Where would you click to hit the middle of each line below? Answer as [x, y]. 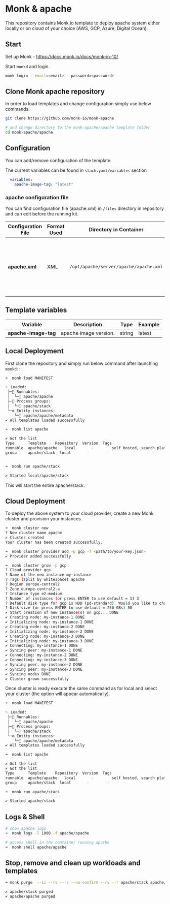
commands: [18, 109]
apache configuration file [37, 197]
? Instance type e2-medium [34, 594]
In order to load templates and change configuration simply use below [78, 104]
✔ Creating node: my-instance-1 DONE [45, 617]
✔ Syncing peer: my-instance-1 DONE [44, 650]
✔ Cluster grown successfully [37, 679]
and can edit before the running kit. [42, 213]
